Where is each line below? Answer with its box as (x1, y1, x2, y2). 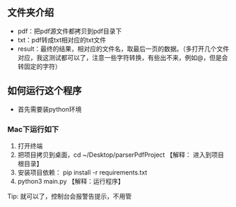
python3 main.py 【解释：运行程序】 (17, 177, 125, 185)
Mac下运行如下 (7, 124, 59, 134)
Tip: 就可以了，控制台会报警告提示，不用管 (7, 191, 132, 200)
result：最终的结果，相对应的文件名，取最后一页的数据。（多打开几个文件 (17, 45, 230, 53)
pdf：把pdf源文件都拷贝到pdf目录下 (17, 27, 122, 35)
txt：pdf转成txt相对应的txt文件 (17, 35, 107, 44)
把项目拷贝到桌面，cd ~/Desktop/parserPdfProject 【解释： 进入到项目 (17, 150, 225, 159)
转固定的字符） (17, 62, 61, 71)
